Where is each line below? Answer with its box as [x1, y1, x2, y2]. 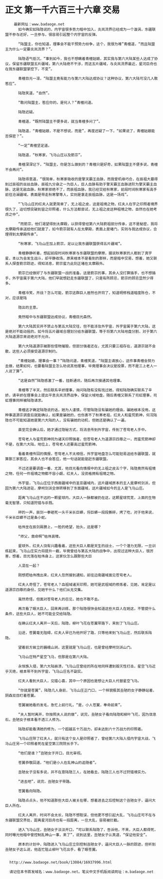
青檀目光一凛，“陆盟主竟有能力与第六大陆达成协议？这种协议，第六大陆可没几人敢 [18, 76, 158, 81]
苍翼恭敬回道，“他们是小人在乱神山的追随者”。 [18, 760, 99, 765]
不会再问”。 [5, 167, 26, 172]
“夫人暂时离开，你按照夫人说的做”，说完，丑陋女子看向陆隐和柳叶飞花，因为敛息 [18, 712, 157, 717]
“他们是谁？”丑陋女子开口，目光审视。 [18, 751, 84, 756]
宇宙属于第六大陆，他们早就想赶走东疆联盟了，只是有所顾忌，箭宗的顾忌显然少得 [16, 276, 154, 280]
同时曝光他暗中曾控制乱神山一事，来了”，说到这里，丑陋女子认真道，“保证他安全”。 [5, 832, 149, 837]
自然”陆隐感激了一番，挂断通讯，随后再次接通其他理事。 [27, 378, 124, 383]
